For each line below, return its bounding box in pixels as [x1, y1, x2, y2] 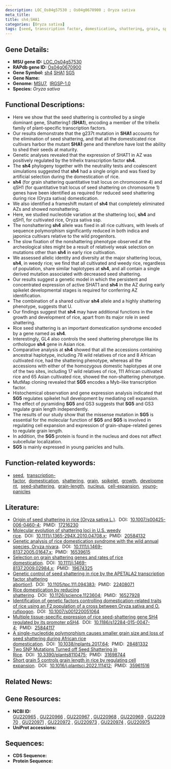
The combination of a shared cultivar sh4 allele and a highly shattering [12, 298, 161, 304]
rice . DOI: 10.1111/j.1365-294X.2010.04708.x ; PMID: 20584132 [12, 533, 146, 539]
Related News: [5, 677, 52, 686]
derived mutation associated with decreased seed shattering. [12, 271, 141, 277]
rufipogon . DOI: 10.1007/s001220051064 [12, 609, 100, 615]
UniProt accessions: [12, 724, 57, 730]
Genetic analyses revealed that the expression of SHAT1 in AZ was [12, 152, 152, 158]
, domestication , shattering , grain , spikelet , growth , [24, 477, 138, 483]
